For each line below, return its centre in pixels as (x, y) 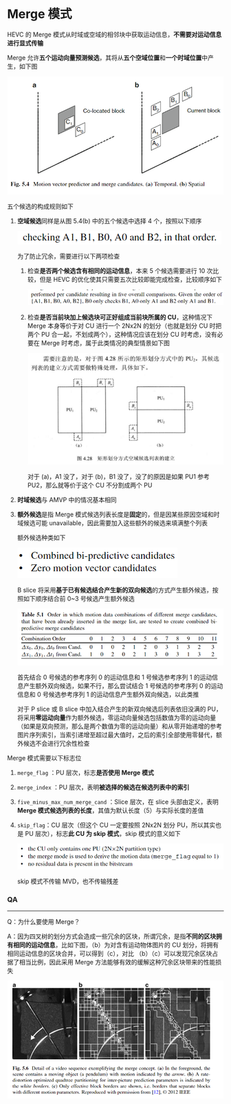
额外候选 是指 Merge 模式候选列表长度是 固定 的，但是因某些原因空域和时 (118, 515)
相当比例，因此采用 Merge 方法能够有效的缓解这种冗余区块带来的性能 (117, 962)
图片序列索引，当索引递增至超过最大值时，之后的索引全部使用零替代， (117, 735)
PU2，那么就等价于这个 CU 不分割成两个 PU (90, 485)
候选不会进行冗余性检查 (56, 743)
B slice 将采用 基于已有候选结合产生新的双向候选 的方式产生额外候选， (115, 590)
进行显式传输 (25, 43)
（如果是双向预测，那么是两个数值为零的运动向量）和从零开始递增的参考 (119, 726)
